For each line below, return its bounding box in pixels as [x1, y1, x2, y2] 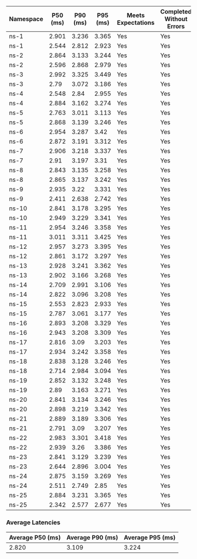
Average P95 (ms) [124, 534, 176, 542]
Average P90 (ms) [66, 534, 118, 542]
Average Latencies [6, 518, 60, 526]
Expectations [117, 19, 155, 26]
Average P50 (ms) [9, 534, 61, 542]
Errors [167, 22, 185, 30]
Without [164, 15, 188, 23]
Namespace [9, 15, 44, 23]
